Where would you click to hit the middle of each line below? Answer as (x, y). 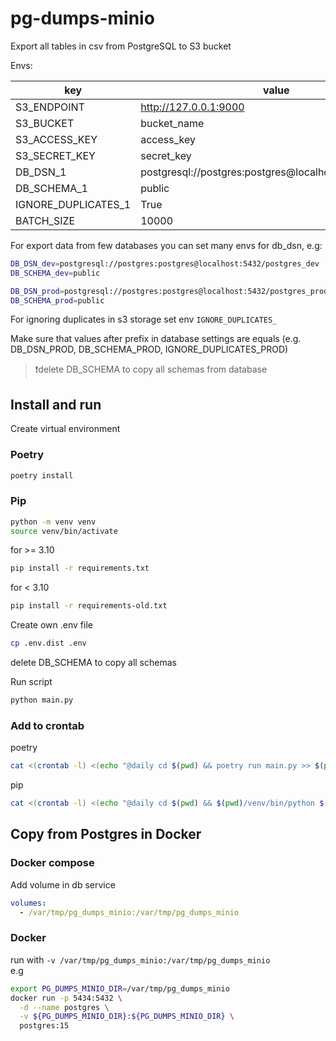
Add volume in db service (63, 884)
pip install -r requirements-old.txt (89, 606)
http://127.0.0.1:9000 (192, 107)
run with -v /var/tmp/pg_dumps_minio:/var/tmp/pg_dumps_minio (140, 959)
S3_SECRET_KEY (55, 155)
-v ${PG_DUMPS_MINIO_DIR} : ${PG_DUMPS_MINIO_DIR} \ (127, 1017)
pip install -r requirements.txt (80, 568)
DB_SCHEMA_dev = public (55, 273)
